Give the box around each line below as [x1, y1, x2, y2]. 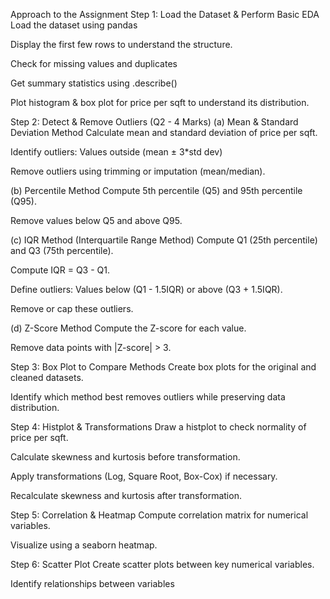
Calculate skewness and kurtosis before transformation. [10, 451, 241, 463]
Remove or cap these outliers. [10, 303, 134, 314]
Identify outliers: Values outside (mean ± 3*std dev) [10, 146, 223, 158]
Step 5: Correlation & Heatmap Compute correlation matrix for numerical [10, 509, 309, 521]
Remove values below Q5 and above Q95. [10, 215, 183, 226]
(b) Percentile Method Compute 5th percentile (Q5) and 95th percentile [10, 185, 303, 196]
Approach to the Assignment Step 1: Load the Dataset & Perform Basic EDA [10, 9, 320, 20]
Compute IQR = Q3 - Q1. [10, 264, 110, 276]
